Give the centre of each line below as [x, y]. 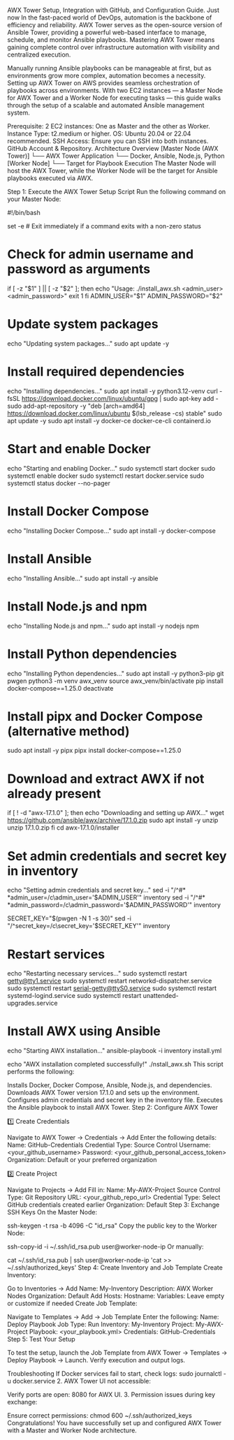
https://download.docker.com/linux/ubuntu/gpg [90, 398]
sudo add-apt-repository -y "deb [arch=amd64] [76, 406]
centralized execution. [39, 54]
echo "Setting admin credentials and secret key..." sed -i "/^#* [97, 890]
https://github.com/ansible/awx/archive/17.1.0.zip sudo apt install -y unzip [113, 821]
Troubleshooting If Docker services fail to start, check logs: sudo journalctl [115, 1374]
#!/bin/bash [24, 213]
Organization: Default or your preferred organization [82, 1160]
